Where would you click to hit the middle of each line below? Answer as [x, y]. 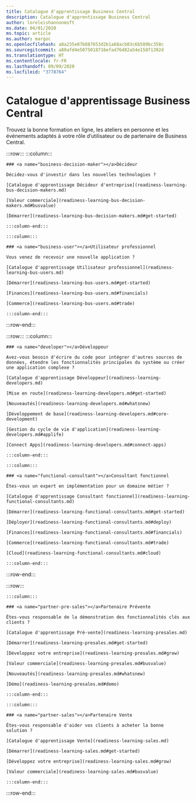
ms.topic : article [28, 34]
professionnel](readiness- [141, 268]
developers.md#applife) [35, 435]
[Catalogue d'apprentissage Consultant [55, 497]
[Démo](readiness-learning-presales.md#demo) [62, 684]
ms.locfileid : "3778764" [36, 72]
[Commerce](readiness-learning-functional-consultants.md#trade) [87, 543]
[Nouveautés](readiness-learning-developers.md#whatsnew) [78, 404]
